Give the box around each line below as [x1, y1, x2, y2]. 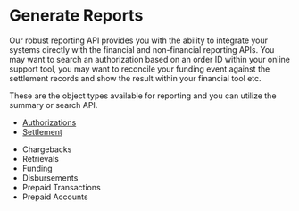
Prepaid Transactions [21, 181, 101, 192]
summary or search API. [9, 99, 98, 110]
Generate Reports [9, 5, 144, 26]
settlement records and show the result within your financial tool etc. [9, 72, 262, 83]
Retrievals [21, 153, 60, 164]
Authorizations [21, 117, 77, 128]
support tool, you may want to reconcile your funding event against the [9, 63, 270, 74]
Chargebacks [21, 144, 72, 155]
